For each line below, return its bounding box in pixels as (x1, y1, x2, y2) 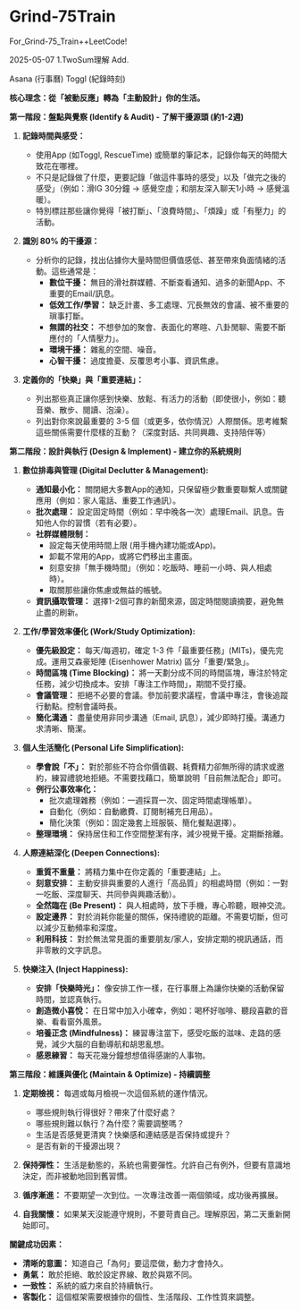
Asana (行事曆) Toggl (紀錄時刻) (9, 73, 127, 84)
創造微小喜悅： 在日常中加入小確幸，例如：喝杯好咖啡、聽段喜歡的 (35, 1005, 281, 1016)
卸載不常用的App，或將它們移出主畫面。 (48, 550, 198, 561)
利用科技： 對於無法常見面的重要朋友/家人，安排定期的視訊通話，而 (35, 933, 284, 944)
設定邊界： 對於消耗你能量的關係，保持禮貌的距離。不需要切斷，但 (35, 911, 281, 922)
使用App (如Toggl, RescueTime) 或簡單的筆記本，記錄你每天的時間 (35, 149, 279, 160)
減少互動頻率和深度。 (43, 922, 122, 932)
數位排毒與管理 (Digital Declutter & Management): (21, 464, 209, 475)
